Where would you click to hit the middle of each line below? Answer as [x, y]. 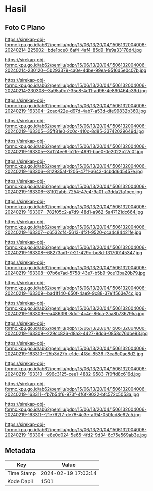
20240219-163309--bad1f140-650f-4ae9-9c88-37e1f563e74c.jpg [73, 293]
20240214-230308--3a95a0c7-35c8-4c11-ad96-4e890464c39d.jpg [76, 90]
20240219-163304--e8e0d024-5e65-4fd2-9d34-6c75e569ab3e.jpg [76, 435]
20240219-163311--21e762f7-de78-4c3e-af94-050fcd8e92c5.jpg [73, 414]
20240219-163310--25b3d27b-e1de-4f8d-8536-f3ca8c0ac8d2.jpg [74, 354]
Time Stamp [22, 473]
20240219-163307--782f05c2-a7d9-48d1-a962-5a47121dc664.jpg [74, 212]
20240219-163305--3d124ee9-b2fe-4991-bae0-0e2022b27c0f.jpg [74, 151]
